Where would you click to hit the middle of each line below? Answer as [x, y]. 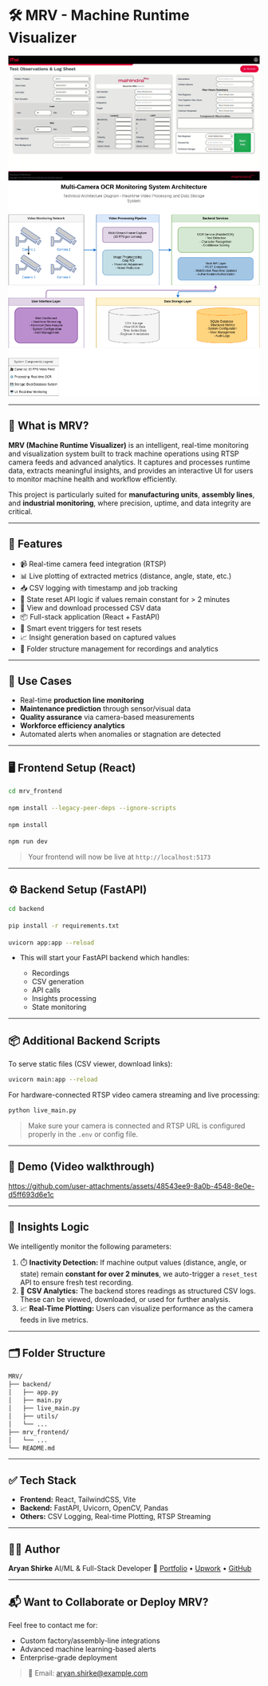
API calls [46, 990]
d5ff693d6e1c [31, 1194]
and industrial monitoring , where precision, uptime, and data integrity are [130, 503]
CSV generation [58, 982]
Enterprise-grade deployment [69, 1657]
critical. [21, 511]
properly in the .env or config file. [83, 1134]
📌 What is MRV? [49, 426]
